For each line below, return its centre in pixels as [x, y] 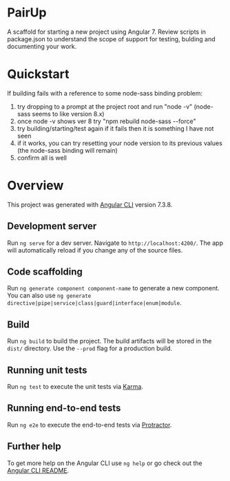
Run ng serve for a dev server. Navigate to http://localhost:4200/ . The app [115, 243]
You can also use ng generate [49, 296]
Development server [52, 226]
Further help [34, 446]
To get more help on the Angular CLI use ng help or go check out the [105, 463]
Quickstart [39, 74]
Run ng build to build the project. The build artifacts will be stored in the [109, 341]
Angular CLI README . [38, 470]
